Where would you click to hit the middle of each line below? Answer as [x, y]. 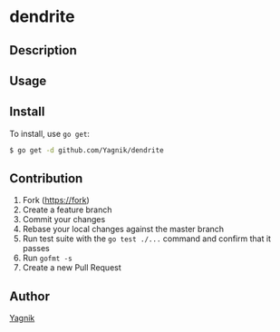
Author [29, 296]
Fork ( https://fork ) [56, 200]
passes [36, 249]
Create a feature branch [67, 210]
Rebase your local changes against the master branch [123, 229]
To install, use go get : [50, 133]
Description [43, 50]
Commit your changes [64, 220]
